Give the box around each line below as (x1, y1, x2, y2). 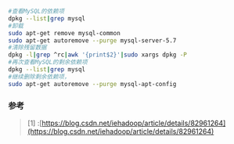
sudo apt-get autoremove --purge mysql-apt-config (8, 80, 177, 88)
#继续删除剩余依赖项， (8, 73, 70, 81)
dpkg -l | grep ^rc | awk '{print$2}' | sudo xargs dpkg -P (8, 51, 188, 59)
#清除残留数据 (8, 44, 47, 52)
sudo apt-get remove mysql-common (8, 29, 121, 37)
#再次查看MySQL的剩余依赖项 (8, 59, 88, 67)
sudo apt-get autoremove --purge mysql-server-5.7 (8, 36, 177, 45)
